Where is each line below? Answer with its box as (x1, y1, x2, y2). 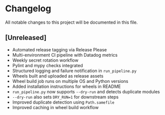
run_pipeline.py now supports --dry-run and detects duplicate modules (12, 88, 160, 94)
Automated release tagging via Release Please (12, 46, 107, 52)
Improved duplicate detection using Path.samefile (12, 99, 115, 105)
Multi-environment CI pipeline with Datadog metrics (12, 52, 118, 58)
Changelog (5, 3, 51, 14)
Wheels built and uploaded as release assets (12, 73, 104, 79)
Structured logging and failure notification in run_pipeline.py (12, 68, 137, 74)
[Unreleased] (5, 34, 47, 42)
